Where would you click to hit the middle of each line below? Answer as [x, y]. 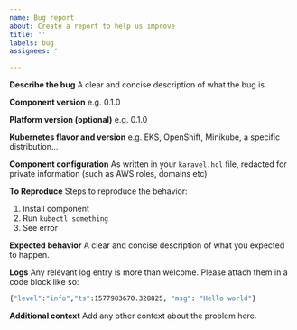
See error [40, 228]
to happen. [29, 255]
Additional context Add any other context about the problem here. [133, 316]
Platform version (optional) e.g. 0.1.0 [79, 120]
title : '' [28, 34]
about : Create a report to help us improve [93, 26]
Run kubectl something [65, 218]
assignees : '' [36, 51]
